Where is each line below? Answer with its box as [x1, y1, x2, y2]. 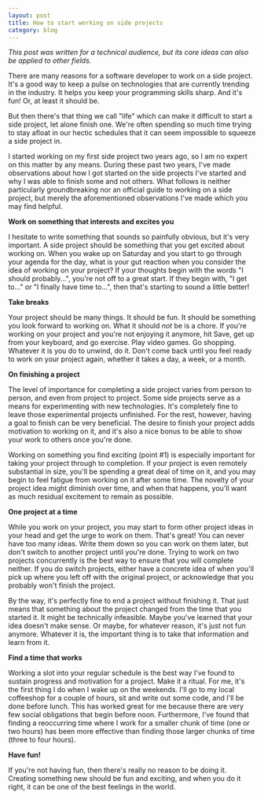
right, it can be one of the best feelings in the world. [8, 783, 176, 792]
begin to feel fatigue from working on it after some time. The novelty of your [8, 475, 254, 485]
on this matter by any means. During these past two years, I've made [8, 160, 231, 170]
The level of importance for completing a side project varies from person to [8, 385, 252, 394]
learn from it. [8, 638, 50, 647]
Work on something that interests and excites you [8, 217, 174, 226]
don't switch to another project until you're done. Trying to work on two [8, 548, 240, 557]
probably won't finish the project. [8, 581, 115, 590]
